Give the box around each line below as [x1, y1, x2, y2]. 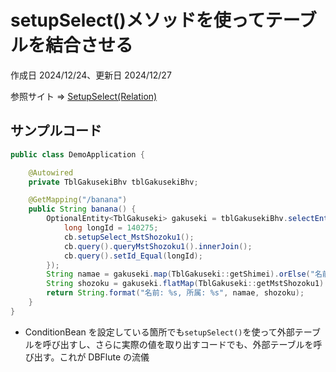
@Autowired [28, 167, 74, 178]
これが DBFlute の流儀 [59, 351, 150, 363]
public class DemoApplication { [10, 149, 145, 160]
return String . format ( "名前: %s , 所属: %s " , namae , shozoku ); [46, 288, 305, 298]
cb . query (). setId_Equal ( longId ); [63, 251, 203, 261]
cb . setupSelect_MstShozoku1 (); [63, 232, 195, 242]
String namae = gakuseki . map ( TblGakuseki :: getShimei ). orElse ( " [46, 269, 315, 280]
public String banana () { [28, 204, 137, 215]
